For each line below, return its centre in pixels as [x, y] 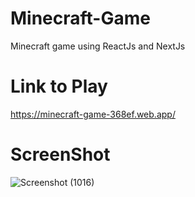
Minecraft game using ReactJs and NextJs [98, 46]
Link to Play [59, 86]
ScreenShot [60, 154]
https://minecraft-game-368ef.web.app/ [93, 114]
